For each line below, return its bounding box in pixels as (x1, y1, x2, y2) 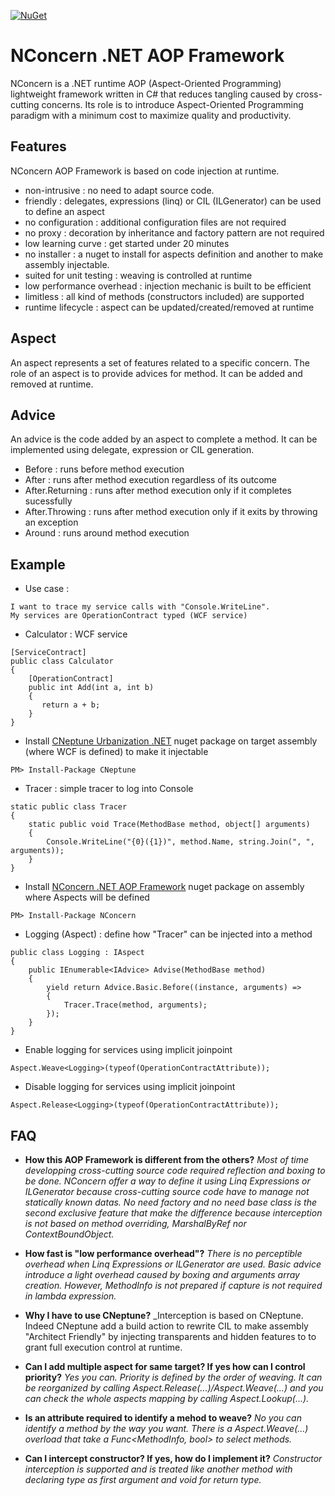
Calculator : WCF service (24, 628, 128, 640)
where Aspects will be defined (24, 891, 150, 904)
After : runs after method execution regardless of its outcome (24, 474, 277, 486)
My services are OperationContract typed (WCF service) (10, 611, 248, 621)
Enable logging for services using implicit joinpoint (24, 1044, 233, 1056)
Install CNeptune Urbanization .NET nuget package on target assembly (24, 735, 318, 747)
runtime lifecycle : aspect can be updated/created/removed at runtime (24, 301, 315, 313)
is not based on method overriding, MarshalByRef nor (24, 1218, 247, 1229)
